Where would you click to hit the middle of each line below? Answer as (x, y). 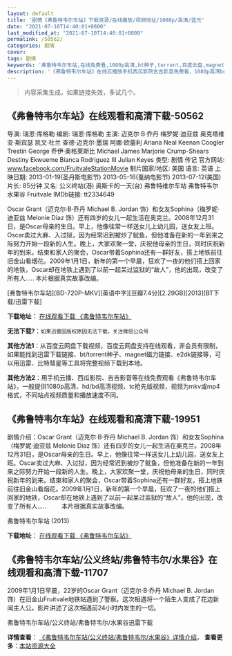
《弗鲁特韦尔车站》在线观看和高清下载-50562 (105, 116)
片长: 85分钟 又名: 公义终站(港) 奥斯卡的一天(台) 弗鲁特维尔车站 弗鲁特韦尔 (113, 186)
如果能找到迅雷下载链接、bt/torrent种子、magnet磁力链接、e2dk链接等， (111, 354)
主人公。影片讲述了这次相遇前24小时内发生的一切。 (86, 608)
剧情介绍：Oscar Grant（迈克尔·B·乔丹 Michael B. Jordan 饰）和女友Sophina (116, 437)
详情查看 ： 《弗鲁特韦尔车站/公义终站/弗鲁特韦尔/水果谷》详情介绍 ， (105, 637)
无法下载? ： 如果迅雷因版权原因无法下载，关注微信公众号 (78, 331)
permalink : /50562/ (35, 39)
